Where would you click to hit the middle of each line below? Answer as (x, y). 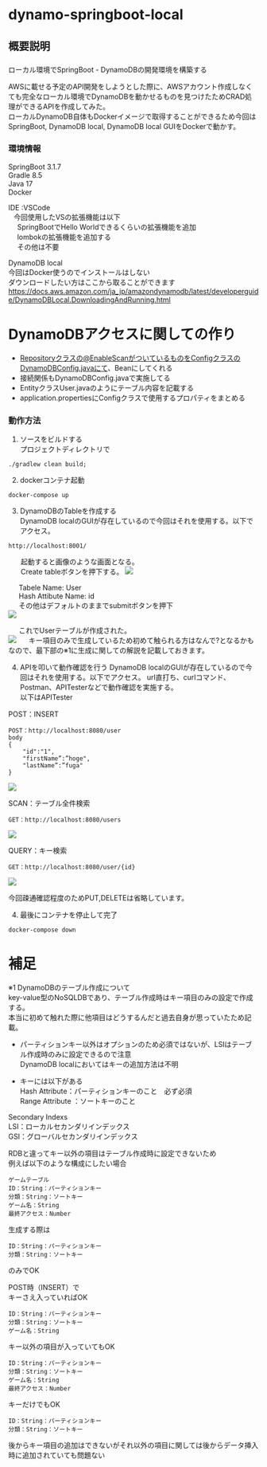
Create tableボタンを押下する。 (72, 572)
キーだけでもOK (35, 1404)
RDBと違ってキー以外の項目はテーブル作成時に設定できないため (112, 1153)
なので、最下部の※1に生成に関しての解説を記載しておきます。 (108, 650)
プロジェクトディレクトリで (65, 449)
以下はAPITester (46, 697)
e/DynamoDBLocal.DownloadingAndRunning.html (89, 300)
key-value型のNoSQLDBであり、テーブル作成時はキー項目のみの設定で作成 (131, 997)
